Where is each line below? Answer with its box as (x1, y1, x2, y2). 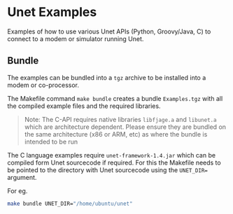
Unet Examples (7, 4, 97, 20)
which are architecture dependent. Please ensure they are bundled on (24, 123, 226, 131)
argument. (7, 173, 37, 181)
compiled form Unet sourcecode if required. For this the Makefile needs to (7, 158, 222, 167)
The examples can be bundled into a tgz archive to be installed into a (7, 73, 206, 82)
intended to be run (24, 137, 78, 146)
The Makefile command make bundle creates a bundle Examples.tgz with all (7, 94, 223, 102)
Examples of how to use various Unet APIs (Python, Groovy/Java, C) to (7, 27, 211, 36)
